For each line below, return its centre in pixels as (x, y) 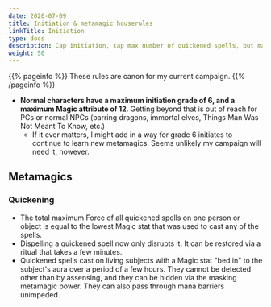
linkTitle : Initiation (46, 31)
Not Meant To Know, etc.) (63, 126)
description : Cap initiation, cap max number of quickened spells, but (131, 46)
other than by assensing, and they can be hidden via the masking (128, 277)
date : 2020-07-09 (38, 16)
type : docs (27, 38)
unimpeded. (40, 294)
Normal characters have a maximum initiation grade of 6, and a (127, 100)
